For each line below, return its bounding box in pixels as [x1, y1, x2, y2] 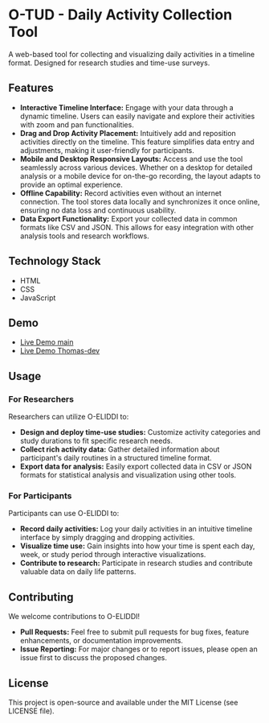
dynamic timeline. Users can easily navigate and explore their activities [19, 111, 255, 121]
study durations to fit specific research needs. [19, 436, 173, 446]
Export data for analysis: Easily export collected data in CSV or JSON [19, 461, 252, 472]
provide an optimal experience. [19, 180, 123, 189]
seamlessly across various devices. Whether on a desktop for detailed [19, 163, 253, 172]
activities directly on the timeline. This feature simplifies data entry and [19, 137, 255, 147]
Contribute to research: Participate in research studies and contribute [19, 558, 253, 568]
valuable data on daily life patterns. [19, 567, 137, 576]
